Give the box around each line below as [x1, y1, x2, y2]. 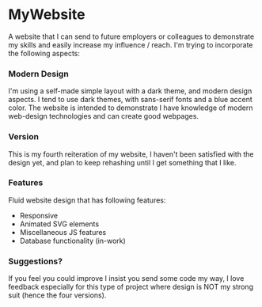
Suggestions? [8, 256, 63, 267]
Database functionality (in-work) [19, 236, 127, 245]
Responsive [19, 210, 58, 220]
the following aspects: [8, 48, 81, 58]
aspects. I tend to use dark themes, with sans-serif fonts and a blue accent [8, 95, 253, 104]
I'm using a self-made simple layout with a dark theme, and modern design [8, 86, 253, 96]
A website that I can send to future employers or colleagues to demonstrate [8, 32, 255, 41]
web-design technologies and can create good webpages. [8, 112, 199, 121]
